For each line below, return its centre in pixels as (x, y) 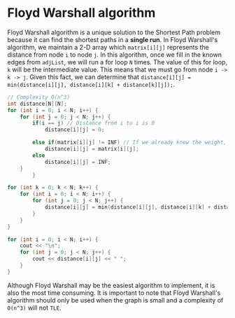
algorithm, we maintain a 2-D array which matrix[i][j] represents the (108, 47)
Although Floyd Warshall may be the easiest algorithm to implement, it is (111, 285)
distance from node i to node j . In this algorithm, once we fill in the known (115, 55)
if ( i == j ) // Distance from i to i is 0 (94, 123)
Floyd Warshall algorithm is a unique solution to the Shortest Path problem (114, 32)
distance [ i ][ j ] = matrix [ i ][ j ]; (92, 149)
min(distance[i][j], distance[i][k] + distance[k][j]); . (91, 84)
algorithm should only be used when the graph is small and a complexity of (115, 300)
